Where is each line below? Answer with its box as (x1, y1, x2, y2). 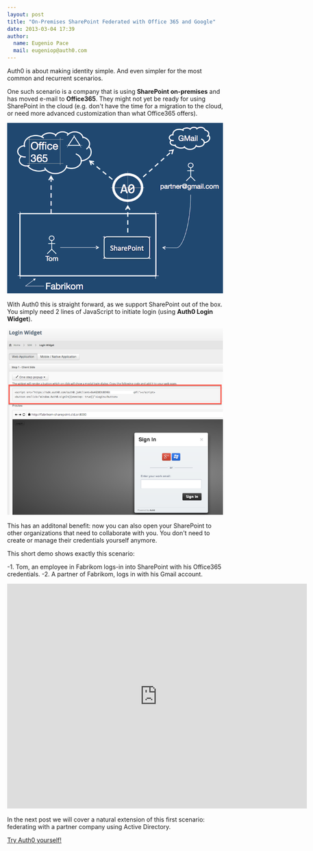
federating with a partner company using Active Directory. (7, 823, 171, 831)
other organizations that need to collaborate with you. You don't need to (7, 529, 210, 537)
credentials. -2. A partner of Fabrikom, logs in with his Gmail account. (7, 570, 203, 578)
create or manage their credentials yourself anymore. (7, 536, 158, 545)
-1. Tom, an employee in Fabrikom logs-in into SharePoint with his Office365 (7, 563, 222, 571)
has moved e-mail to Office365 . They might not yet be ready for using (7, 95, 206, 103)
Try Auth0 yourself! (7, 836, 62, 844)
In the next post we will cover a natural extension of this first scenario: (7, 815, 205, 824)
